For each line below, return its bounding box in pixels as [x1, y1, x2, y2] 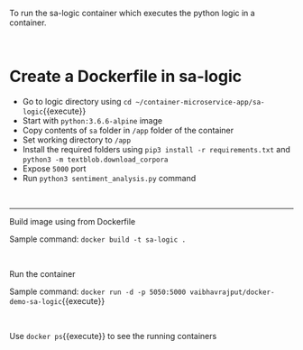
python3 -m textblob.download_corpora [22, 155, 169, 164]
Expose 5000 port [22, 162, 87, 174]
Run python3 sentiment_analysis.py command [22, 172, 197, 183]
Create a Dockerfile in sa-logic [9, 67, 242, 87]
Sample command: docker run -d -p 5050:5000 [9, 286, 187, 297]
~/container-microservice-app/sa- [134, 97, 265, 106]
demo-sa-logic [9, 297, 63, 306]
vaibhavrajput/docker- [189, 288, 275, 297]
